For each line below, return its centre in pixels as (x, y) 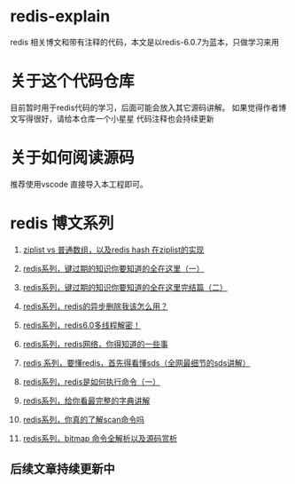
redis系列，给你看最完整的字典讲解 (86, 401)
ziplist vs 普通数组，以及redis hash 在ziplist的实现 (113, 250)
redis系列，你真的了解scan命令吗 (84, 419)
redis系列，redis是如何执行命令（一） (91, 381)
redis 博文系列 (62, 223)
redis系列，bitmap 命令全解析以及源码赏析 (100, 438)
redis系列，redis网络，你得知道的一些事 (95, 344)
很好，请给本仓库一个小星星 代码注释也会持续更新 (124, 118)
